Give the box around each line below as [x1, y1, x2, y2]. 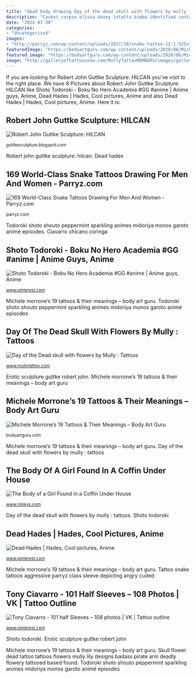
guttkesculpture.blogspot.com [6, 142, 66, 148]
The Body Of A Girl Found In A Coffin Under [6, 466, 166, 476]
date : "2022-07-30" [6, 19, 54, 25]
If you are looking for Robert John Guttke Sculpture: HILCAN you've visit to [6, 74, 185, 81]
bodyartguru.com [6, 432, 41, 438]
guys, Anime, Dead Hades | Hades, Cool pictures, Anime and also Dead [6, 92, 178, 99]
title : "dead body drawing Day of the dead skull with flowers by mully [6, 8, 187, 15]
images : [6, 36, 25, 42]
